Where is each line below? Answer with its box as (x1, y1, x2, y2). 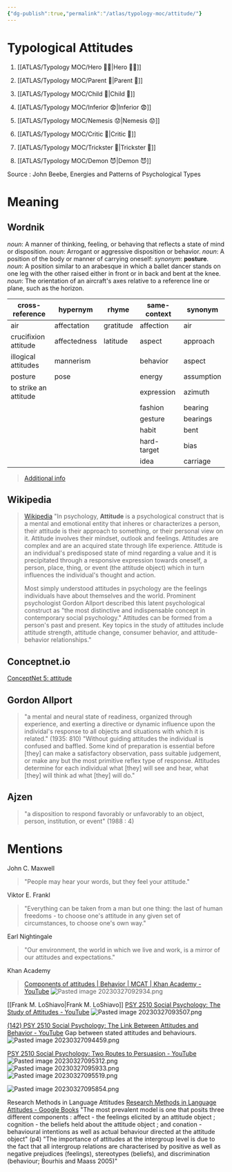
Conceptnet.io (7, 656, 71, 668)
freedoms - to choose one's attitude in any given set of (23, 911, 181, 920)
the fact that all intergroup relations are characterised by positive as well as (7, 1142, 221, 1151)
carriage (183, 456, 211, 466)
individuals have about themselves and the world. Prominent (23, 592, 196, 600)
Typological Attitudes (7, 39, 133, 55)
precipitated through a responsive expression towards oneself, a (23, 556, 207, 565)
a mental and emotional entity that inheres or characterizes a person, (23, 520, 221, 528)
